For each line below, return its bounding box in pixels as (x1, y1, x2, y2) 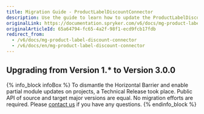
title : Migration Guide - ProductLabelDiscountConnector (6, 8, 154, 15)
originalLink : (6, 20, 42, 26)
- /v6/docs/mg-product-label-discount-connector (12, 37, 137, 43)
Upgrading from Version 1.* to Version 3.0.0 (6, 65, 176, 76)
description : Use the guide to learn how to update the (6, 15, 151, 21)
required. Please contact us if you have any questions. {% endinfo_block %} (6, 101, 197, 108)
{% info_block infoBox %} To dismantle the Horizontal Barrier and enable (6, 81, 189, 89)
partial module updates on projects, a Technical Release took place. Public (6, 87, 192, 95)
